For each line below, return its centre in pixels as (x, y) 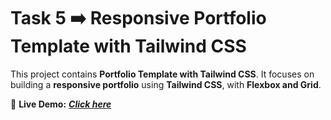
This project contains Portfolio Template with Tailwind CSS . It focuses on (162, 74)
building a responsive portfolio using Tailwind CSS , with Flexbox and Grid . (166, 84)
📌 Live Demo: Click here (61, 104)
